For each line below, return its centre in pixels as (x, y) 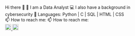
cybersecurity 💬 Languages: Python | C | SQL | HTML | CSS (65, 14)
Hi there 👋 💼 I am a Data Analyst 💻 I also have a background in (68, 7)
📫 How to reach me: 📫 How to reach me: (47, 20)
